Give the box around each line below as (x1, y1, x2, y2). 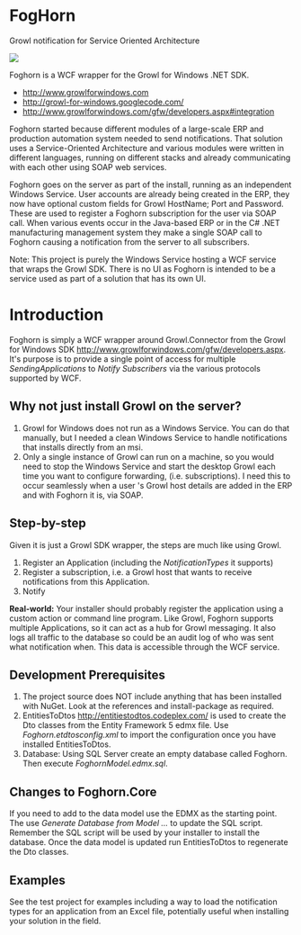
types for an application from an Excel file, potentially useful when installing (9, 905, 289, 916)
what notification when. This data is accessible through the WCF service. (9, 641, 280, 652)
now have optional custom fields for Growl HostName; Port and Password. (9, 198, 285, 209)
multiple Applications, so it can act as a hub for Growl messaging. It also (9, 622, 277, 633)
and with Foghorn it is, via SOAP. (22, 490, 144, 500)
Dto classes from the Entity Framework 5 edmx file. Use (22, 720, 229, 731)
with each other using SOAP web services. (9, 161, 167, 172)
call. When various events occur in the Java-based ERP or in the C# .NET (9, 217, 280, 228)
